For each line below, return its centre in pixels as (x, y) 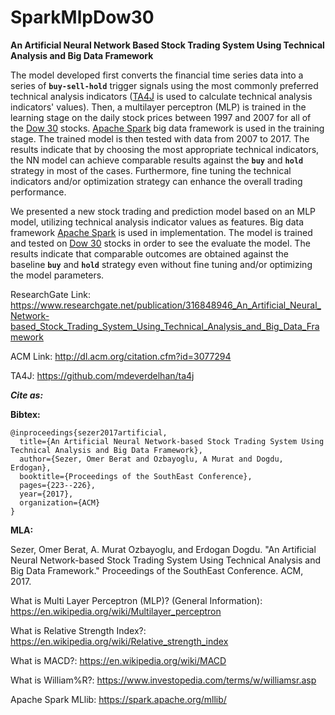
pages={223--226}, (58, 485)
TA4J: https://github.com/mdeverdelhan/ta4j (102, 375)
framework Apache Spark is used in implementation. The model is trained (161, 232)
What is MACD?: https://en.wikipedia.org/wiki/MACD (118, 660)
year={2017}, (46, 494)
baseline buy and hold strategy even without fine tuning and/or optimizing (161, 264)
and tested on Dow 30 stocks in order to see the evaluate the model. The (160, 243)
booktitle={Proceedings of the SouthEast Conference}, (136, 476)
